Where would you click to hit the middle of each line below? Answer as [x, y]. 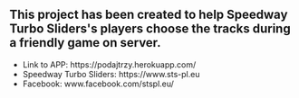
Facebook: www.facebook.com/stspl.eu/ [98, 84]
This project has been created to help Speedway [149, 15]
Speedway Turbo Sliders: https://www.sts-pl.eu [111, 74]
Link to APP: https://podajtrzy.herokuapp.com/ [109, 64]
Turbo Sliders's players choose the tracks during [150, 29]
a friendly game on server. [85, 43]
